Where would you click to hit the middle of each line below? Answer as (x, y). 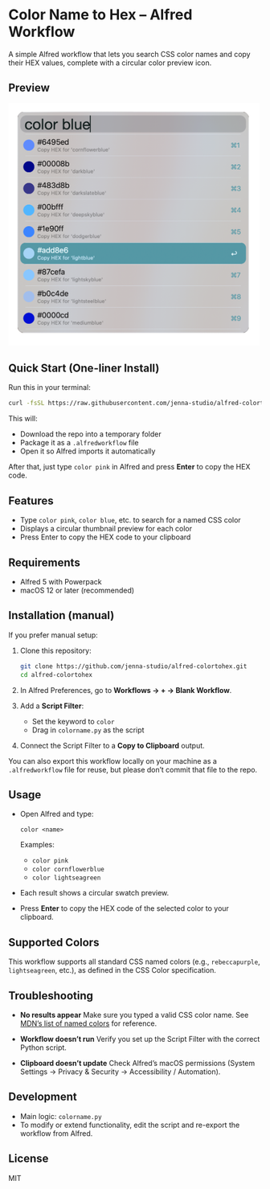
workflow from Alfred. (56, 1133)
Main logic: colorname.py (61, 1116)
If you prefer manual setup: (53, 635)
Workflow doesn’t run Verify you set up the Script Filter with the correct (140, 1039)
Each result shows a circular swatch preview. (94, 893)
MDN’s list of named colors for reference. (88, 1023)
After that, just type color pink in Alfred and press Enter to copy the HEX (129, 467)
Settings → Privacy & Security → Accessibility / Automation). (120, 1072)
